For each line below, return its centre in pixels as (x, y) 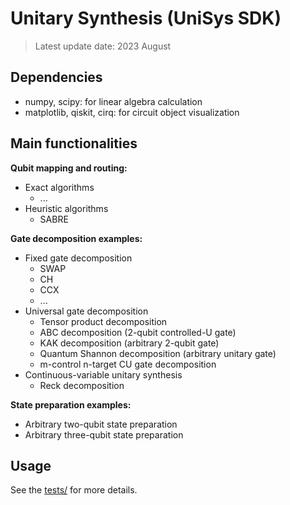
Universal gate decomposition (86, 311)
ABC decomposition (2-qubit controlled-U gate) (138, 332)
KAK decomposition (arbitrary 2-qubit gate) (129, 343)
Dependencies (56, 77)
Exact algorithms (59, 187)
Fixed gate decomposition (78, 258)
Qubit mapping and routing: (69, 168)
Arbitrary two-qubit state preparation (101, 424)
